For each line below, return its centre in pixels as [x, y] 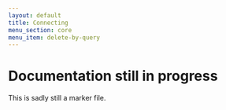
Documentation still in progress [113, 76]
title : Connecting [38, 23]
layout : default [35, 15]
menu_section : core [40, 30]
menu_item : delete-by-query [54, 37]
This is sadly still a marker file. [57, 98]
